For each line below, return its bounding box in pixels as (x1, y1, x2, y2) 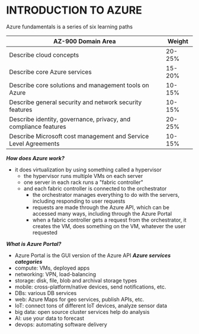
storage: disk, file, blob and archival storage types (14, 277, 137, 284)
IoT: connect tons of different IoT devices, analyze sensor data (14, 302, 168, 309)
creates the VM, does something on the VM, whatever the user (32, 222, 186, 229)
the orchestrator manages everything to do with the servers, (32, 191, 179, 198)
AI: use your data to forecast (14, 314, 85, 322)
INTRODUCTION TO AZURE (6, 4, 142, 17)
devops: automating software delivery (14, 320, 108, 328)
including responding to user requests (32, 197, 126, 205)
